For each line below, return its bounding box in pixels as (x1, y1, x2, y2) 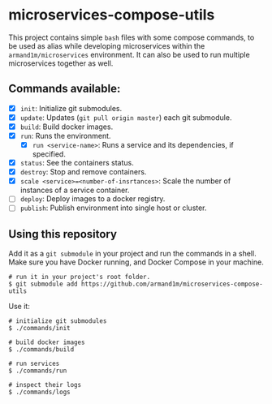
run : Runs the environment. (19, 131, 111, 140)
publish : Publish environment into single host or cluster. (19, 203, 207, 213)
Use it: (8, 302, 30, 312)
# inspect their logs (8, 381, 82, 389)
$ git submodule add (8, 280, 79, 289)
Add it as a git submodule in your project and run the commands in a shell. (8, 249, 257, 259)
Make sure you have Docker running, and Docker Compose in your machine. (8, 257, 264, 267)
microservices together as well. (8, 58, 114, 68)
